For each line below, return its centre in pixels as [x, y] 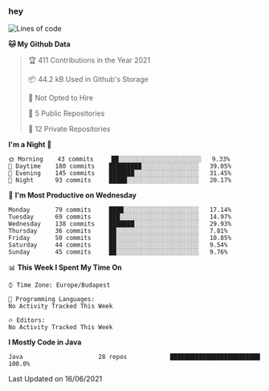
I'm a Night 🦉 [30, 145]
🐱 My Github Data [39, 44]
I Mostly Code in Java [45, 342]
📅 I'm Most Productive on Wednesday [72, 195]
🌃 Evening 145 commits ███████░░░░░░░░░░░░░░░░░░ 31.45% [120, 173]
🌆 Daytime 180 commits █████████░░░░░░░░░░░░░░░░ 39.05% [120, 166]
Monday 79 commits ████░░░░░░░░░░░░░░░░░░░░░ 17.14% [120, 210]
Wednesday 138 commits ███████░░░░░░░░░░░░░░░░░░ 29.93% [120, 224]
